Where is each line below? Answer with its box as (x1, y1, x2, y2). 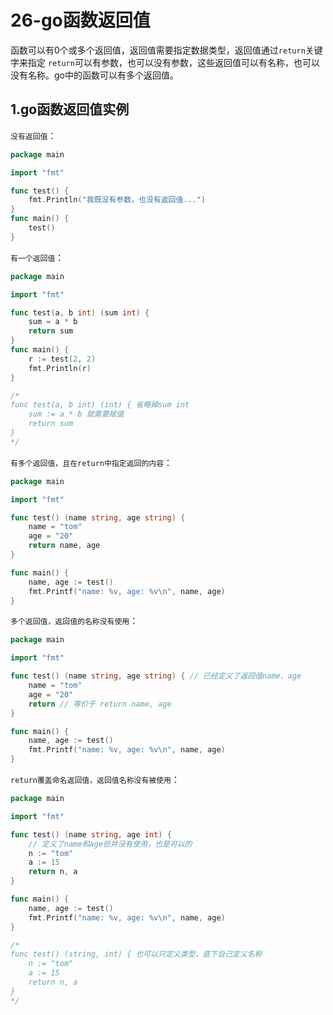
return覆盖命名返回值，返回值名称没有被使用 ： (10, 774, 180, 785)
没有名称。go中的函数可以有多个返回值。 (10, 69, 179, 81)
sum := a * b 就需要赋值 (28, 409, 125, 420)
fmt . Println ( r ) (28, 363, 92, 373)
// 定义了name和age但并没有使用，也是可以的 (28, 839, 193, 849)
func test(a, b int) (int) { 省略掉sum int (10, 400, 190, 410)
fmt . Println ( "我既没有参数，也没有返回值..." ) (28, 195, 207, 205)
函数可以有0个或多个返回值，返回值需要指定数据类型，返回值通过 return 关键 (10, 44, 323, 56)
